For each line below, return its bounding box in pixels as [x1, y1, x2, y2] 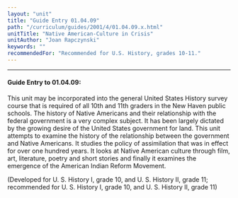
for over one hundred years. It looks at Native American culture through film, [7, 146, 230, 156]
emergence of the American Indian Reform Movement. [7, 162, 166, 170]
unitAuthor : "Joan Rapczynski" [7, 37, 100, 44]
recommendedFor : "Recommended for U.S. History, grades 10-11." [7, 50, 201, 57]
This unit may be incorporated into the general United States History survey [7, 94, 228, 103]
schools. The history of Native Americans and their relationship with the [7, 109, 217, 117]
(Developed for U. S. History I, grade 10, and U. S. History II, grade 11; [7, 175, 209, 184]
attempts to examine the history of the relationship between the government [7, 132, 229, 140]
